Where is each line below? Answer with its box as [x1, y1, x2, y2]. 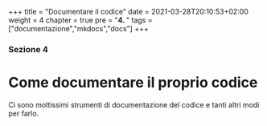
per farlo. [8, 108, 39, 118]
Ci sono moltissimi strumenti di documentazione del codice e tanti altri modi [8, 100, 260, 109]
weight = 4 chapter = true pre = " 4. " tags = [8, 15, 153, 25]
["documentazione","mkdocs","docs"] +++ [8, 24, 149, 33]
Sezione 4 [8, 43, 48, 55]
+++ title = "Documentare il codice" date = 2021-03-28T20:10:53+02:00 [8, 7, 249, 16]
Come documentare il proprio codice [8, 74, 258, 91]
